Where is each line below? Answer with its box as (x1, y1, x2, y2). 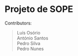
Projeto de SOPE (4, 3, 74, 15)
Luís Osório (16, 29, 41, 35)
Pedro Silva (16, 40, 41, 46)
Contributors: (4, 20, 32, 26)
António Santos (16, 35, 48, 41)
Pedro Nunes (16, 45, 44, 51)
